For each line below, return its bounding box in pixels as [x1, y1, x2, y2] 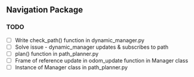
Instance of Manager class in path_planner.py [14, 63, 128, 71]
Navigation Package [6, 5, 83, 15]
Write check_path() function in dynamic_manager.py [14, 36, 145, 44]
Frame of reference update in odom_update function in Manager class [14, 57, 189, 64]
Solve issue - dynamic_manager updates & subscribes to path [14, 43, 169, 51]
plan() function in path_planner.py [14, 50, 99, 57]
